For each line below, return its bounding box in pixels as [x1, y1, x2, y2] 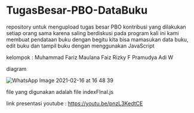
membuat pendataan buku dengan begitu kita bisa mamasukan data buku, [6, 36, 189, 43]
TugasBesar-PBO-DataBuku [6, 4, 148, 17]
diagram [6, 65, 27, 72]
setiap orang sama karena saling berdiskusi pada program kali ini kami [6, 29, 179, 36]
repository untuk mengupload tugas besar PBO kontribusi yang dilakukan [6, 23, 186, 30]
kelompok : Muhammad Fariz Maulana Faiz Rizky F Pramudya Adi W [6, 54, 174, 61]
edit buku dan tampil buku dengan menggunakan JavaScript [6, 42, 155, 49]
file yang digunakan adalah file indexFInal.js [6, 88, 114, 95]
